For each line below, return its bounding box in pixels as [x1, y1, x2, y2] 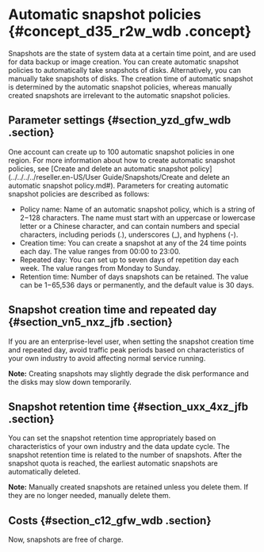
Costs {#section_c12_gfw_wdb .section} [8, 513, 212, 527]
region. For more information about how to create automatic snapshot [8, 155, 235, 165]
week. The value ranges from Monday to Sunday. [19, 263, 181, 272]
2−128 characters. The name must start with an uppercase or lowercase [19, 212, 256, 223]
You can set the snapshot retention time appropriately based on [8, 433, 216, 443]
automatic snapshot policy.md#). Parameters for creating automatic [8, 181, 229, 190]
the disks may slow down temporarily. [8, 377, 132, 386]
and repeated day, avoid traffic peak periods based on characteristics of [8, 345, 244, 354]
